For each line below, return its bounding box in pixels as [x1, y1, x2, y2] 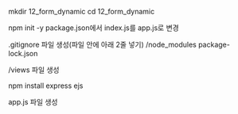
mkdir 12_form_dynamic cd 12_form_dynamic [8, 7, 155, 16]
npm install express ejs [8, 81, 84, 90]
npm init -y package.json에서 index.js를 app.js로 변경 [8, 23, 179, 32]
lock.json [8, 49, 38, 58]
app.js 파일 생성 [8, 97, 58, 106]
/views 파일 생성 [8, 65, 60, 74]
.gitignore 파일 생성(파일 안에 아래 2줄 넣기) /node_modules [8, 40, 197, 49]
